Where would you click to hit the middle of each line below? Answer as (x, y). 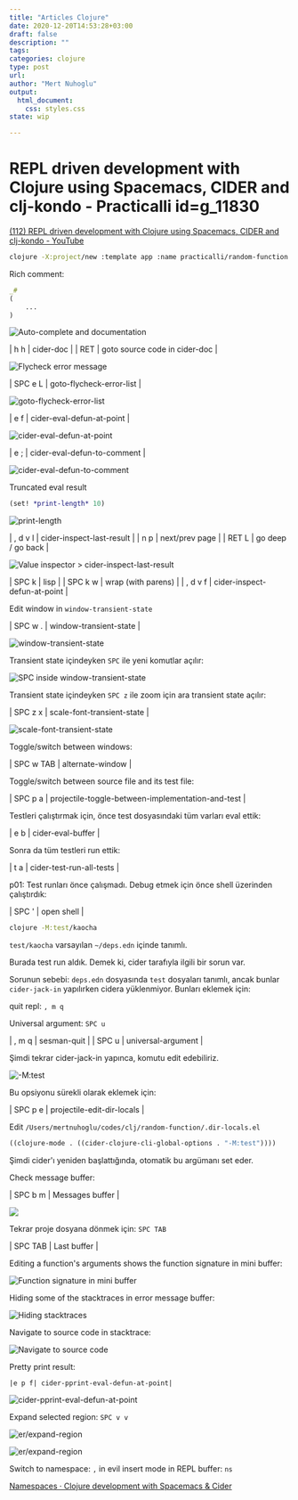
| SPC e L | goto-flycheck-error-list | (76, 384)
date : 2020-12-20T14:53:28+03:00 (71, 26)
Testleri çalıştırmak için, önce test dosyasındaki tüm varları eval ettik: (135, 816)
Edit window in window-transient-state (81, 609)
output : (24, 92)
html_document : (45, 100)
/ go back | (29, 548)
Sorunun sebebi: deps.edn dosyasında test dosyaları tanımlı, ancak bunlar (145, 980)
